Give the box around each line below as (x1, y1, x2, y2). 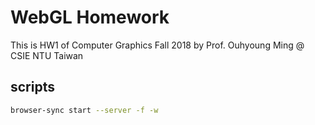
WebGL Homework (10, 6, 170, 29)
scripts (10, 79, 55, 96)
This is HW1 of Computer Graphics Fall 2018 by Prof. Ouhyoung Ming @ (10, 39, 305, 51)
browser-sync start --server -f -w (10, 105, 159, 115)
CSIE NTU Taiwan (10, 49, 84, 61)
